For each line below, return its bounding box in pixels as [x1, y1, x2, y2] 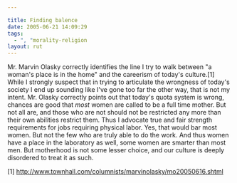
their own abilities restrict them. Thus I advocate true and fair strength [7, 115, 213, 125]
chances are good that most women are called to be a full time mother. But [7, 100, 226, 109]
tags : [7, 30, 23, 37]
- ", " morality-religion [14, 36, 88, 43]
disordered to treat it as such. [7, 154, 94, 162]
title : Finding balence [7, 16, 78, 23]
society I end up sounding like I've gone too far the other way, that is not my [7, 85, 230, 94]
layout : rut [7, 43, 43, 51]
